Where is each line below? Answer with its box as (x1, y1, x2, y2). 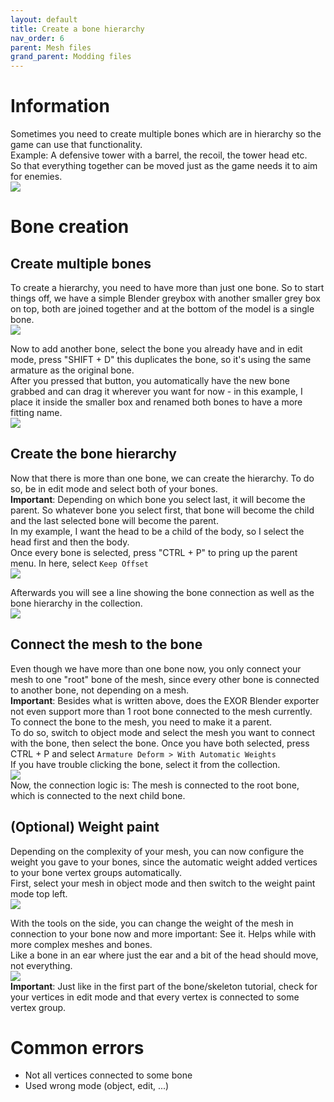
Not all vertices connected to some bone (24, 1069, 193, 1081)
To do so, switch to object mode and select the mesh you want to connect (10, 726, 315, 738)
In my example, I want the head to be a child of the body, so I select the (10, 525, 305, 537)
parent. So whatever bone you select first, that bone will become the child (10, 504, 315, 516)
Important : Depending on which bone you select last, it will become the (10, 493, 306, 505)
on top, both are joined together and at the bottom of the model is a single (10, 303, 315, 315)
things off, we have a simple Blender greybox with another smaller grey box (10, 292, 321, 305)
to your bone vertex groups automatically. (10, 866, 183, 878)
